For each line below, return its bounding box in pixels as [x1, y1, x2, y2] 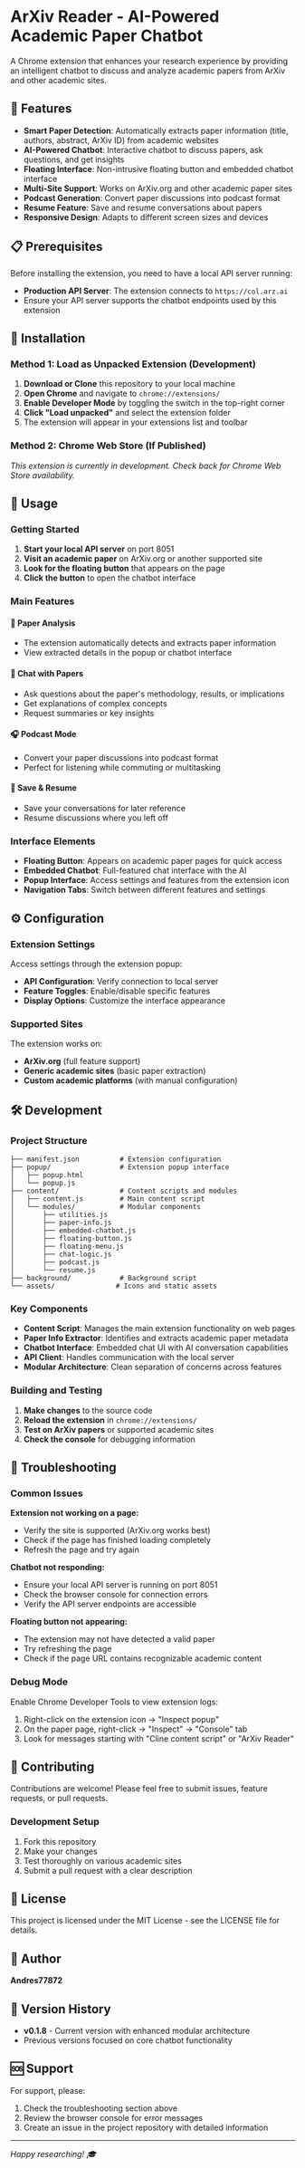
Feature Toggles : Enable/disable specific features [23, 985, 211, 996]
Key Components [10, 1302, 89, 1315]
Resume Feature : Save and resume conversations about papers [23, 202, 262, 213]
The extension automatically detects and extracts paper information [23, 638, 277, 648]
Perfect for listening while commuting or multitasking [23, 762, 221, 772]
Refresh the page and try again [23, 1544, 139, 1555]
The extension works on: [10, 1039, 103, 1050]
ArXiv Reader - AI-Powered [10, 6, 220, 27]
